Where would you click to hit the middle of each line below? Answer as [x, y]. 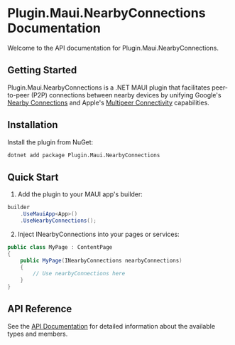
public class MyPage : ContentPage [60, 247]
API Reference [40, 309]
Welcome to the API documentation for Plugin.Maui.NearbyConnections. [113, 48]
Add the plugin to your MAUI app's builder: [80, 194]
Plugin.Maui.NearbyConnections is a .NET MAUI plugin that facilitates [109, 87]
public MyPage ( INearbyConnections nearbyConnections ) [101, 260]
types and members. [38, 334]
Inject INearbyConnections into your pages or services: [98, 234]
